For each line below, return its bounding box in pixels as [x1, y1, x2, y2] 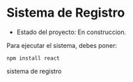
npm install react [6, 54, 60, 62]
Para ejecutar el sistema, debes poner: [6, 41, 118, 49]
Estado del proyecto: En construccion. [16, 28, 127, 36]
